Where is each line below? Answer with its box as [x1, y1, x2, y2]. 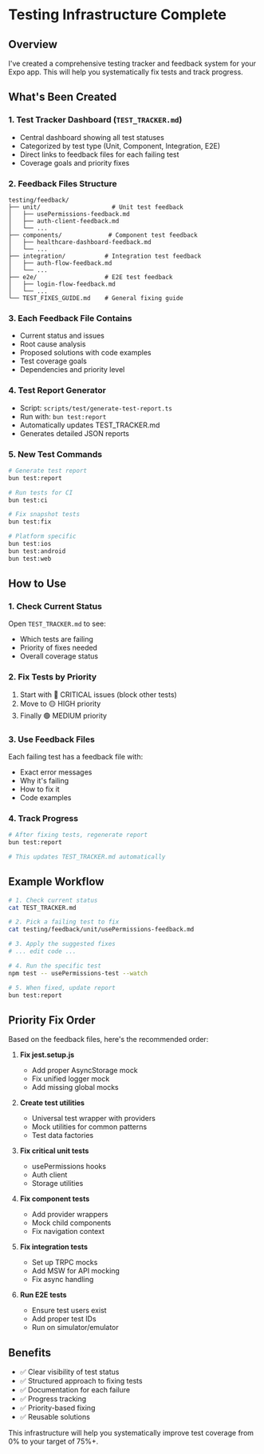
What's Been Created [8, 90, 117, 104]
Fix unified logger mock [31, 1074, 110, 1083]
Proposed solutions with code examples [19, 348, 152, 358]
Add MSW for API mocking [31, 1266, 120, 1276]
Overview [8, 38, 58, 51]
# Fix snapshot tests [8, 511, 81, 519]
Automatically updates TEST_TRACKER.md [19, 420, 160, 430]
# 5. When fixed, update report [8, 983, 116, 991]
